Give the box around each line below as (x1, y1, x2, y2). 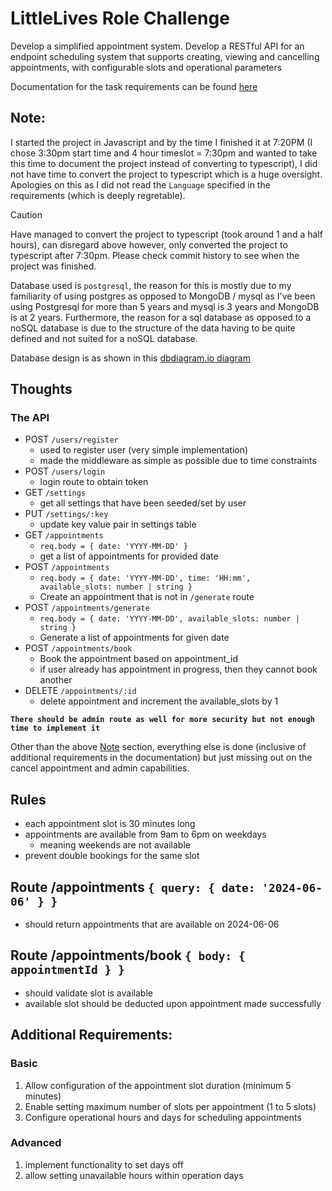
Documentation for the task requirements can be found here (10, 80, 258, 92)
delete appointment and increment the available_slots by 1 (39, 695, 279, 707)
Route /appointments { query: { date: (10, 878, 256, 896)
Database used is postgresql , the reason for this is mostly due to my (10, 279, 292, 291)
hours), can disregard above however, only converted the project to (10, 238, 288, 251)
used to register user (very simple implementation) (39, 444, 249, 456)
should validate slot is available (24, 987, 153, 999)
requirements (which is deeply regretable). (10, 189, 186, 201)
